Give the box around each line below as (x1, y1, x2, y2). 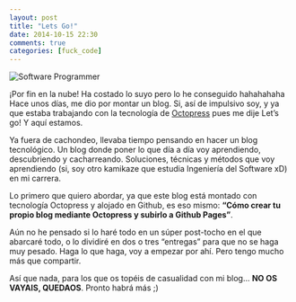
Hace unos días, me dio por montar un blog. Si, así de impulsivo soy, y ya (9, 98, 280, 109)
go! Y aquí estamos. (9, 118, 83, 129)
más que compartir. (9, 255, 82, 266)
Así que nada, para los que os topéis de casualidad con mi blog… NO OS (9, 273, 278, 284)
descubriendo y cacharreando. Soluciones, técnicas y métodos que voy (9, 154, 275, 164)
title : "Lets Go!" (9, 22, 78, 31)
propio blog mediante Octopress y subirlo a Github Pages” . (9, 209, 233, 220)
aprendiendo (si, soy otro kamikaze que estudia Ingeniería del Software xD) (9, 164, 288, 174)
